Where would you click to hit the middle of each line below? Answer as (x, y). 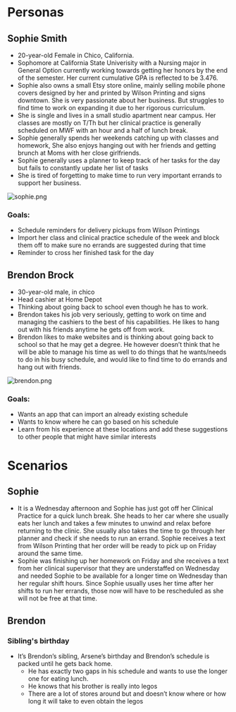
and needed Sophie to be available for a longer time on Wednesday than (122, 576)
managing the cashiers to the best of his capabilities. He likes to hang (118, 322)
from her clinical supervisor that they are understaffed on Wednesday (118, 569)
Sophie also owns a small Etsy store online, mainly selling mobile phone (121, 85)
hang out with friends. (49, 367)
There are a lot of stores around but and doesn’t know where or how (127, 694)
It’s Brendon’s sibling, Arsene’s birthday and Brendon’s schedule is (113, 656)
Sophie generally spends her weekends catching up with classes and (118, 138)
